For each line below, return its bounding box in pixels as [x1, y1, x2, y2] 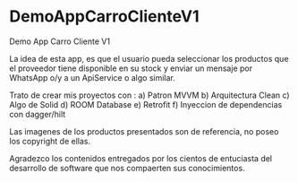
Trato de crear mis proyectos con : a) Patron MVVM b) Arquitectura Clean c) [9, 90, 290, 100]
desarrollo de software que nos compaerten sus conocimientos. [9, 162, 245, 173]
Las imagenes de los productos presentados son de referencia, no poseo [9, 126, 279, 136]
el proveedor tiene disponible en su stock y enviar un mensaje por [9, 63, 253, 74]
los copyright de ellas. [9, 135, 91, 146]
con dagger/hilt [9, 108, 66, 119]
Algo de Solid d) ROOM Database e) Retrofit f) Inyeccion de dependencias [9, 99, 283, 109]
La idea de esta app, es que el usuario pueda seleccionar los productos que [9, 53, 289, 64]
